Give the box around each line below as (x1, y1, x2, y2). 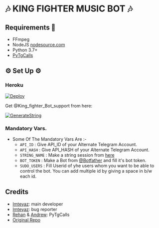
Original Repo (12, 217, 41, 223)
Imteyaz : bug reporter (12, 206, 57, 212)
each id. (19, 173, 36, 179)
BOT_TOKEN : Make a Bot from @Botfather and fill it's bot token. (19, 157, 147, 163)
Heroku (5, 82, 23, 89)
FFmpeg (12, 36, 30, 42)
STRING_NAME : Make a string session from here (19, 152, 115, 158)
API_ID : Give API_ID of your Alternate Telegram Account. (19, 141, 137, 147)
